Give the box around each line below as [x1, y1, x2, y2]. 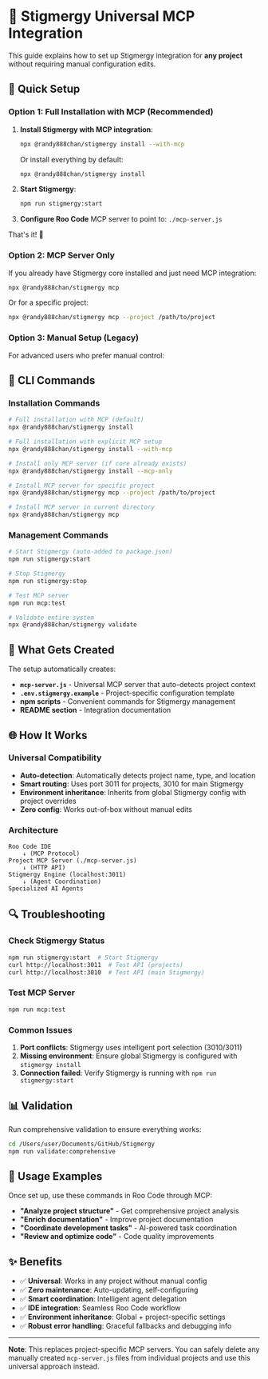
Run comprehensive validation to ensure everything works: [8, 1124, 202, 1134]
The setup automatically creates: [8, 664, 116, 674]
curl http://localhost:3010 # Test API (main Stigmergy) [8, 968, 205, 977]
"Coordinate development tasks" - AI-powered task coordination [19, 1223, 238, 1233]
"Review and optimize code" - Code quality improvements [19, 1232, 215, 1241]
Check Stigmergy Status [8, 935, 105, 946]
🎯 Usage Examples [8, 1169, 103, 1183]
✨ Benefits [8, 1255, 62, 1269]
